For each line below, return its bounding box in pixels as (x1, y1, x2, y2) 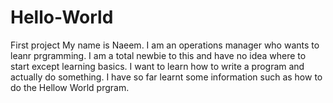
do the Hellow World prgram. (10, 81, 130, 93)
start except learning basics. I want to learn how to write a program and (10, 60, 305, 72)
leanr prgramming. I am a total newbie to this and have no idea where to (10, 49, 307, 61)
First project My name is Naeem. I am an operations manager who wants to (10, 39, 320, 51)
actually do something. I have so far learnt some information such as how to (10, 71, 323, 83)
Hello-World (10, 6, 114, 29)
